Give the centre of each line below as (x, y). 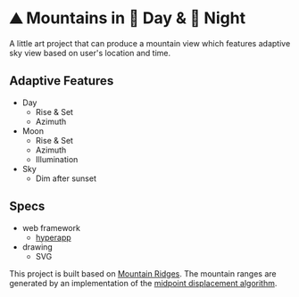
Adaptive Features (62, 81)
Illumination (57, 159)
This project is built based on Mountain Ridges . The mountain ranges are (143, 273)
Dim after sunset (66, 178)
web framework (51, 227)
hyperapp (53, 237)
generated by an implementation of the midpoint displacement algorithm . (143, 283)
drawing (37, 247)
